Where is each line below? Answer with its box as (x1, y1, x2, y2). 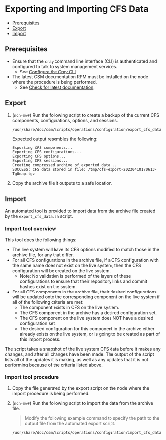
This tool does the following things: (5, 237, 77, 243)
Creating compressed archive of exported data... (12, 163, 117, 168)
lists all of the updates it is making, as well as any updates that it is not (5, 356, 149, 362)
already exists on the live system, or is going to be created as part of (19, 331, 160, 337)
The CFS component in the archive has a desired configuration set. (19, 309, 157, 316)
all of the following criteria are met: (12, 299, 84, 305)
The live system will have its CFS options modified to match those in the (12, 246, 160, 252)
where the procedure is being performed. (12, 79, 97, 85)
